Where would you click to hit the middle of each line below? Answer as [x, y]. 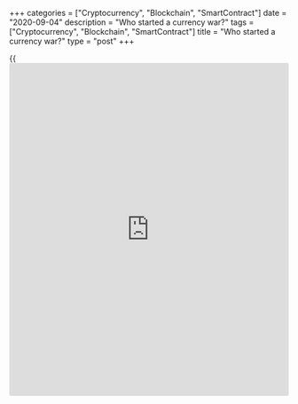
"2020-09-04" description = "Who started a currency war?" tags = [132, 22]
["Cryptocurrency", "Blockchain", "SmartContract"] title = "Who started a [142, 32]
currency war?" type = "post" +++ [72, 41]
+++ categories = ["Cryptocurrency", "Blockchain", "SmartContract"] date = [148, 13]
